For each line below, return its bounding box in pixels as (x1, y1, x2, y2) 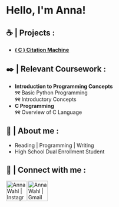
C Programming (14, 102, 54, 109)
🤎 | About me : (6, 126, 59, 136)
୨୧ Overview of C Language (14, 109, 82, 116)
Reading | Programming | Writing (14, 142, 94, 149)
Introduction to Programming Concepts (14, 83, 113, 90)
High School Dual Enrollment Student (14, 148, 105, 155)
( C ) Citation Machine (14, 47, 70, 53)
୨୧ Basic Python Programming (14, 89, 88, 96)
